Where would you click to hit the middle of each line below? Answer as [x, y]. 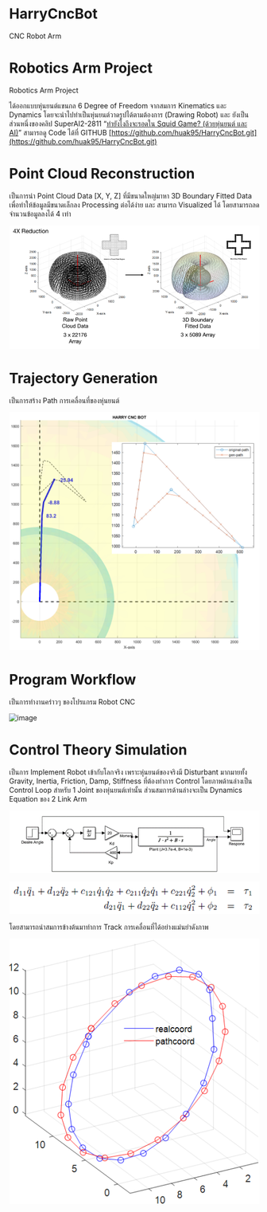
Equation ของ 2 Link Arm [48, 798]
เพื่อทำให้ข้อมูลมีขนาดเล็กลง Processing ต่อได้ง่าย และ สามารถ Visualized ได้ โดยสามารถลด [134, 205]
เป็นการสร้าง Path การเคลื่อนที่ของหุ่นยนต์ [64, 400]
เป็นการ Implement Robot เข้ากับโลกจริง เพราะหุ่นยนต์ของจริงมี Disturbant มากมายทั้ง [128, 772]
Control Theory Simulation [98, 750]
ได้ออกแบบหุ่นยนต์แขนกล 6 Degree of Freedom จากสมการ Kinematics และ [118, 105]
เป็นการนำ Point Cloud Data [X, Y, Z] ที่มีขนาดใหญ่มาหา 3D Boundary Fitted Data [131, 195]
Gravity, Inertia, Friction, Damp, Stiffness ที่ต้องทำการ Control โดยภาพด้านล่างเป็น [131, 781]
